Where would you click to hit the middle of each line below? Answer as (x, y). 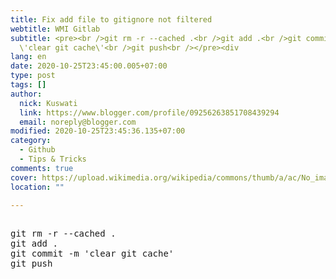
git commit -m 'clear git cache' (92, 254)
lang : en (28, 57)
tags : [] (28, 85)
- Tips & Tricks (53, 159)
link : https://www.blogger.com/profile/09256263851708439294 (149, 112)
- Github (37, 150)
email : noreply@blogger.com (78, 122)
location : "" (37, 187)
